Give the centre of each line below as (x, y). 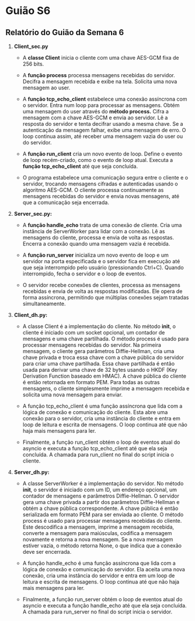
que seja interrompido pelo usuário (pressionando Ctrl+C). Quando (103, 268)
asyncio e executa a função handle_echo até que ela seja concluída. (105, 606)
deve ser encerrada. (47, 552)
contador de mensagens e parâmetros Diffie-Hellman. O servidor (101, 496)
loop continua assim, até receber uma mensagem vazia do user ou (103, 136)
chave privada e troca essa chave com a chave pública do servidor (103, 357)
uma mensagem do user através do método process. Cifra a (95, 111)
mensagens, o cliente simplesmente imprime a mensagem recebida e (106, 388)
